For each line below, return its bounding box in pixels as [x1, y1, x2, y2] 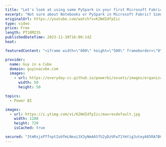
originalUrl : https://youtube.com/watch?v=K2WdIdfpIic [5, 16, 121, 21]
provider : [5, 57, 26, 62]
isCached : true [14, 125, 45, 131]
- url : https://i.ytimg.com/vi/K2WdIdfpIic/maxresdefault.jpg [9, 111, 140, 116]
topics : [5, 93, 21, 99]
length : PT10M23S [5, 30, 41, 35]
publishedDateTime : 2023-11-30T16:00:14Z [5, 35, 92, 40]
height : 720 [14, 121, 39, 126]
